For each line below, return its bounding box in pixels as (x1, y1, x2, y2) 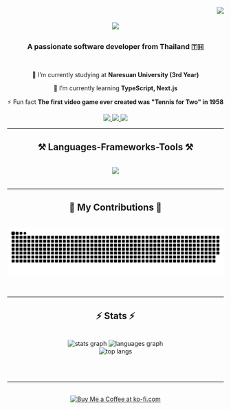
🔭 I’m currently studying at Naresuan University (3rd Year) (32, 71, 199, 79)
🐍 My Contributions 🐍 (69, 201, 162, 213)
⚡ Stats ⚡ (96, 310, 135, 322)
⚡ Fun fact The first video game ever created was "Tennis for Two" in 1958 (7, 98, 224, 106)
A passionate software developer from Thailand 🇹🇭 (27, 42, 204, 52)
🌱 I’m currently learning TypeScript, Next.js (53, 84, 178, 92)
